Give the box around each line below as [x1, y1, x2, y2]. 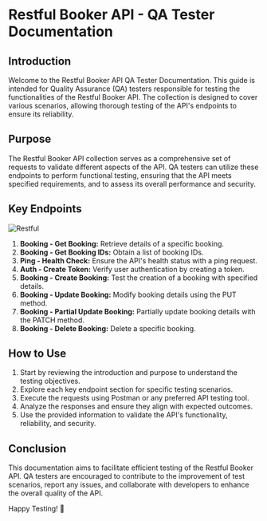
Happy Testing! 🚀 [8, 504, 65, 514]
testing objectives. [19, 377, 81, 386]
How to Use [8, 347, 67, 361]
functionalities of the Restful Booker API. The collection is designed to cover [8, 93, 258, 101]
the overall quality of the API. [8, 488, 104, 498]
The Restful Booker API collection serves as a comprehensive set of [8, 153, 231, 163]
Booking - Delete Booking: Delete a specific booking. [19, 323, 197, 333]
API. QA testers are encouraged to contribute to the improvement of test [8, 472, 245, 481]
